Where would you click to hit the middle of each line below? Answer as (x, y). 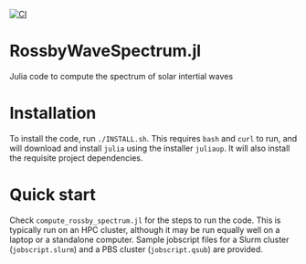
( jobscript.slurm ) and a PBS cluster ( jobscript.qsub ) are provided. (136, 249)
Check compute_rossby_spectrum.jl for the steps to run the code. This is (145, 220)
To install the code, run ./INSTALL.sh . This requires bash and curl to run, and (153, 138)
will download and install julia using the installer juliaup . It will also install (150, 148)
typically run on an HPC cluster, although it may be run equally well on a (145, 229)
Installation (53, 113)
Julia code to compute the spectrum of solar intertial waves (121, 76)
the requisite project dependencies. (76, 158)
